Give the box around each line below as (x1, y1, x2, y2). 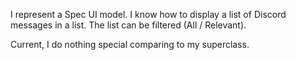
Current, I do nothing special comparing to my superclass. (10, 39, 250, 50)
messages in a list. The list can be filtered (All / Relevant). (10, 19, 247, 31)
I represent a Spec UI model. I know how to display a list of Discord (10, 9, 287, 20)
